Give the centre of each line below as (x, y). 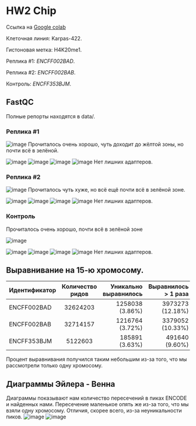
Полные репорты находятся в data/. (50, 116)
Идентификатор (33, 290)
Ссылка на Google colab (36, 27)
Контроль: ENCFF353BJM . (39, 84)
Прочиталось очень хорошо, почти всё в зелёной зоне (74, 229)
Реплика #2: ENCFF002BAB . (41, 72)
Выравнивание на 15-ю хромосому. (75, 270)
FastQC (20, 102)
